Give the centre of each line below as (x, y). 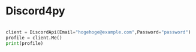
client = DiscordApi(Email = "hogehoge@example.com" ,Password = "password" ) (98, 32)
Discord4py (35, 11)
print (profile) (25, 43)
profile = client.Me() (34, 38)
